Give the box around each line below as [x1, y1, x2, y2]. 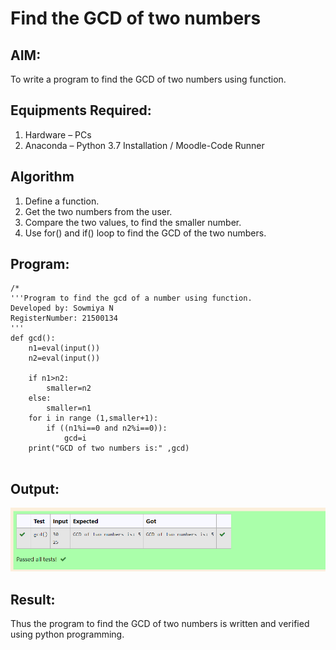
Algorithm [10, 168, 75, 186]
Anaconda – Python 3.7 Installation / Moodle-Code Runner [24, 139, 265, 151]
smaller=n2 [46, 383, 92, 394]
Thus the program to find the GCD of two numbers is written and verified [10, 618, 310, 630]
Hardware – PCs [24, 128, 92, 141]
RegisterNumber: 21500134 [10, 313, 118, 324]
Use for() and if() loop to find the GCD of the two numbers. [24, 227, 267, 239]
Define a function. [24, 195, 100, 207]
